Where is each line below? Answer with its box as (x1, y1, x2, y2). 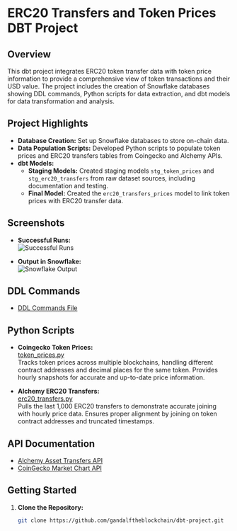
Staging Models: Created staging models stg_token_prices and (28, 166, 214, 175)
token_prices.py (17, 350, 65, 359)
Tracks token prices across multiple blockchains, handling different (17, 358, 214, 367)
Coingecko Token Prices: (17, 343, 93, 352)
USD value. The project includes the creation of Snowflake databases (7, 82, 210, 90)
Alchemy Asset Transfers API (17, 457, 103, 465)
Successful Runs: (17, 236, 71, 244)
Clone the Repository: (17, 503, 83, 511)
